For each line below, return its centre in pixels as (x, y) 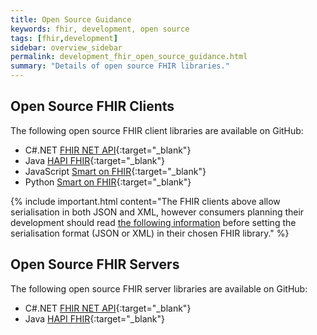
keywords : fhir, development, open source (100, 29)
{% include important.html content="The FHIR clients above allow (145, 201)
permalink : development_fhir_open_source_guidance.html (129, 57)
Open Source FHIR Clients (92, 106)
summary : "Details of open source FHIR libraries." (120, 66)
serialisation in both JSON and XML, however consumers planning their (157, 212)
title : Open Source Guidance (71, 19)
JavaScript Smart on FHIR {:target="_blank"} (115, 171)
